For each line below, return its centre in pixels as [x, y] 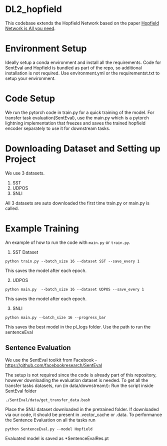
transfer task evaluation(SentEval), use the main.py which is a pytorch [77, 117]
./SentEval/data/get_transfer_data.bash [48, 400]
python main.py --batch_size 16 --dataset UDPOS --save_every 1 [74, 289]
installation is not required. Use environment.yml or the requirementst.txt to [82, 73]
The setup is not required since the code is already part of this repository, [81, 375]
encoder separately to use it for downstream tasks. [58, 128]
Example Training [42, 228]
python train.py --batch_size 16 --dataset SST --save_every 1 [72, 261]
